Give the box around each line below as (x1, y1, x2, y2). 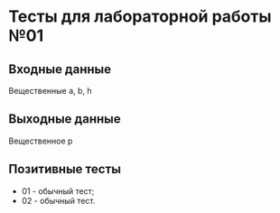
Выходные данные (8, 111, 121, 127)
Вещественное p (8, 135, 73, 146)
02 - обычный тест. (21, 195, 96, 206)
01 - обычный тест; (21, 185, 95, 196)
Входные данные (8, 61, 112, 77)
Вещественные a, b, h (8, 86, 92, 96)
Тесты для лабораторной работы (8, 6, 272, 27)
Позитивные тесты (8, 162, 121, 177)
